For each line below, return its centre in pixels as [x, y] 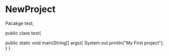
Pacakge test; [19, 23]
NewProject [30, 9]
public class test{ [23, 33]
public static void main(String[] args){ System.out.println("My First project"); [85, 43]
